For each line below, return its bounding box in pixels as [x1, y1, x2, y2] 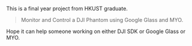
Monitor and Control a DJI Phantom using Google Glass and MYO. [20, 17, 184, 23]
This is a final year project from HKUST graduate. [6, 5, 128, 12]
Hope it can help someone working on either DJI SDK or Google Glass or [6, 28, 186, 35]
